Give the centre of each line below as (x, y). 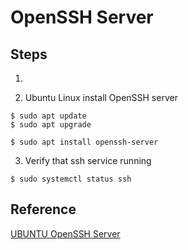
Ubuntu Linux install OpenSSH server (101, 97)
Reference (43, 209)
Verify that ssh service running (88, 160)
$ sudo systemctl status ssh (71, 179)
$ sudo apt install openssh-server (84, 142)
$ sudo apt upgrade (51, 125)
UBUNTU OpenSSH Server (65, 233)
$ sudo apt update (48, 116)
